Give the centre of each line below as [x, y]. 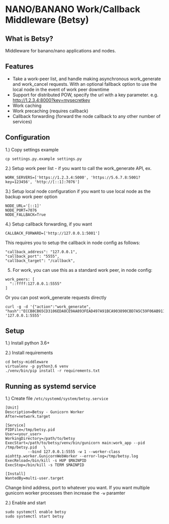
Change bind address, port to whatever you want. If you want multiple [77, 488]
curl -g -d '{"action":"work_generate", [48, 307]
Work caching [27, 105]
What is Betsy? [29, 39]
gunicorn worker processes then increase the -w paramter [65, 493]
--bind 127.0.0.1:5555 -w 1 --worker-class [74, 452]
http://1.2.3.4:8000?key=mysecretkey [51, 100]
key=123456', [19, 182]
